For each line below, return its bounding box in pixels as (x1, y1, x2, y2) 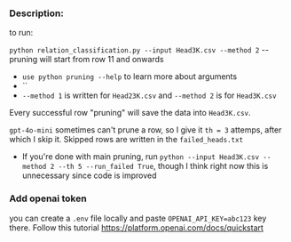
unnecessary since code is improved (21, 170, 157, 181)
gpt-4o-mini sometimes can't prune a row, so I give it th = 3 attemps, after (9, 125, 282, 135)
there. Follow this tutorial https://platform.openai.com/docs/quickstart (9, 222, 264, 233)
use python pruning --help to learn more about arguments (21, 71, 238, 82)
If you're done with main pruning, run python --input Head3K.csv (21, 151, 260, 162)
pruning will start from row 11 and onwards (9, 54, 164, 65)
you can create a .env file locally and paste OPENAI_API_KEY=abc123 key (9, 213, 267, 223)
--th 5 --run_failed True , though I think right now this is (58, 161, 269, 172)
